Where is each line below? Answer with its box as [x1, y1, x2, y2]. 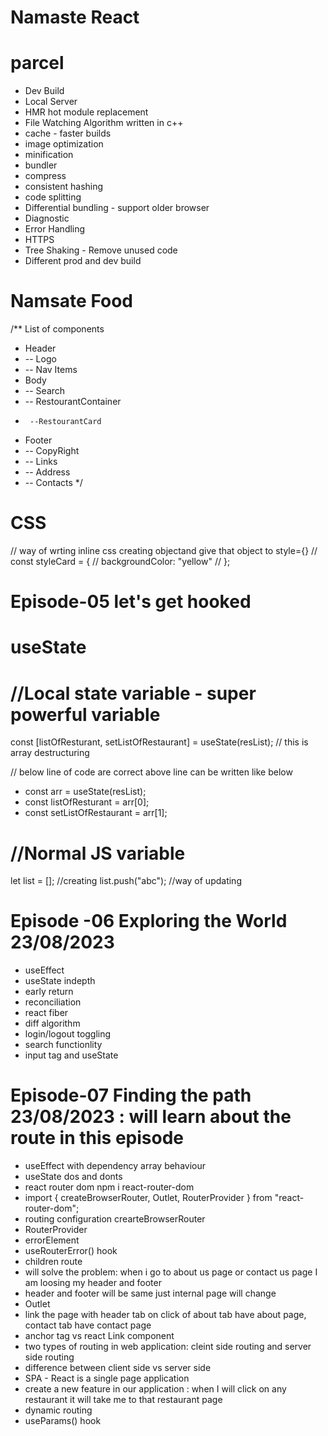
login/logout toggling [24, 1028, 112, 1040]
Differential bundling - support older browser [24, 202, 210, 214]
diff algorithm [24, 1017, 81, 1030]
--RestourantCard [29, 417, 102, 427]
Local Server [24, 96, 78, 108]
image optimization [24, 138, 104, 150]
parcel [10, 52, 65, 75]
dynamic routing [24, 1404, 93, 1416]
